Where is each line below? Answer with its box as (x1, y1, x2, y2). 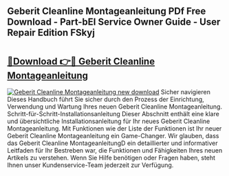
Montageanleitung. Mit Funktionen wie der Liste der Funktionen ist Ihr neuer (7, 124, 222, 133)
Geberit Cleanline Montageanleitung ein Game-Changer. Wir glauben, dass (7, 132, 219, 140)
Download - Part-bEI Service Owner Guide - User (7, 16, 221, 28)
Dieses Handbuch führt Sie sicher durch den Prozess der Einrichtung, (7, 96, 204, 103)
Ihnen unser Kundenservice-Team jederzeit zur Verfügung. (7, 161, 174, 169)
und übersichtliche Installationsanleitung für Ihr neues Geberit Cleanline (7, 117, 210, 125)
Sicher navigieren (160, 88, 211, 96)
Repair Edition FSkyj (7, 27, 95, 38)
